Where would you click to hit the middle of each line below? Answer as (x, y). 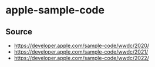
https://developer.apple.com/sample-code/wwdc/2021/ (81, 52)
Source (19, 32)
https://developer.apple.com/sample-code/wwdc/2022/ (81, 58)
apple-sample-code (55, 10)
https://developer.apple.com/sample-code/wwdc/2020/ (82, 45)
